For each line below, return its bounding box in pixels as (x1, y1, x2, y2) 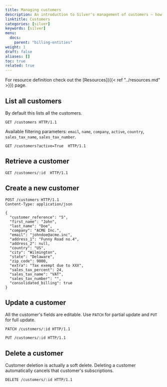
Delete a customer (5, 349, 63, 357)
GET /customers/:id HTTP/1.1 (5, 170, 68, 175)
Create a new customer (5, 184, 79, 193)
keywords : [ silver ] (5, 26, 46, 31)
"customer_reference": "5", (9, 215, 68, 220)
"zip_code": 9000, (9, 258, 48, 263)
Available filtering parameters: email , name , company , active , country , (5, 128, 144, 134)
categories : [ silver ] (5, 21, 50, 27)
